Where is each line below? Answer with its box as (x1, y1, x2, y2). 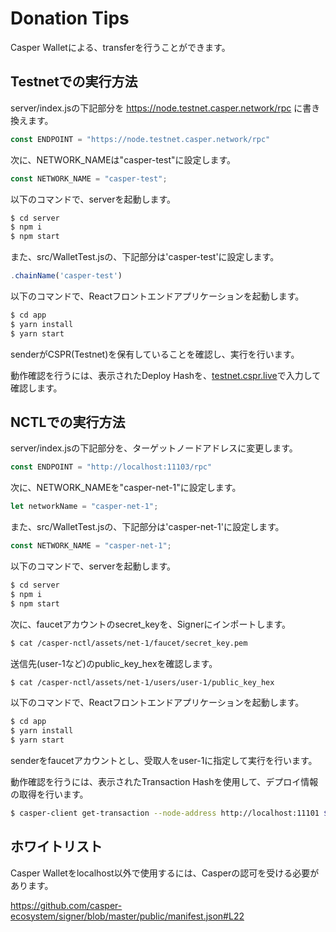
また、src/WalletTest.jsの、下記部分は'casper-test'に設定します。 (10, 251, 280, 263)
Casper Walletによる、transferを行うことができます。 (10, 41, 231, 53)
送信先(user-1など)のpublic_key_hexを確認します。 (10, 657, 218, 669)
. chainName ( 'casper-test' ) (10, 271, 123, 281)
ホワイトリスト (10, 838, 103, 856)
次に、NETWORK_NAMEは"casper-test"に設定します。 (10, 153, 237, 166)
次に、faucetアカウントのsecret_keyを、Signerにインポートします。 (10, 618, 291, 630)
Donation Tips (10, 7, 130, 30)
